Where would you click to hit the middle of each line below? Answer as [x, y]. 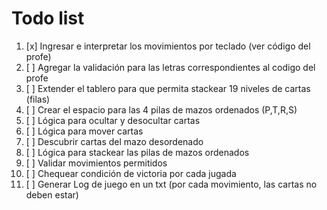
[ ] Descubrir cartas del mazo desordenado [114, 141]
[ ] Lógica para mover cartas [84, 131]
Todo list [48, 18]
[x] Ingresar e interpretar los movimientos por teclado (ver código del [168, 46]
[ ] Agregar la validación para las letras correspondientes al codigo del [170, 67]
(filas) [38, 99]
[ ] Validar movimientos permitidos [96, 163]
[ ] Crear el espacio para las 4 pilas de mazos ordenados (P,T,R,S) [161, 109]
